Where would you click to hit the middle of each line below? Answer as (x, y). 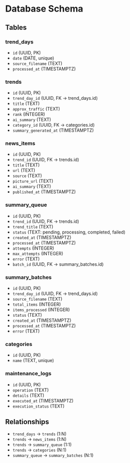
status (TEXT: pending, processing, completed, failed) (69, 232)
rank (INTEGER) (29, 114)
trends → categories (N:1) (40, 450)
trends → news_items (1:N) (40, 439)
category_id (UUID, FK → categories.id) (53, 125)
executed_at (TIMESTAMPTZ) (43, 400)
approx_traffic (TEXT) (36, 109)
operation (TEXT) (30, 390)
